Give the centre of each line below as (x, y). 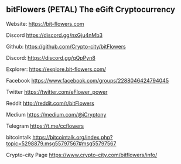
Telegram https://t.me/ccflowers (45, 126)
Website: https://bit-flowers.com (45, 23)
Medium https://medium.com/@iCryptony (56, 114)
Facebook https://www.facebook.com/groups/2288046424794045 (87, 80)
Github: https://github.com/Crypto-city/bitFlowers (66, 46)
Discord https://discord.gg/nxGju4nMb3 (54, 35)
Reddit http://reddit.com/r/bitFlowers (50, 103)
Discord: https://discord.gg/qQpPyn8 (51, 57)
